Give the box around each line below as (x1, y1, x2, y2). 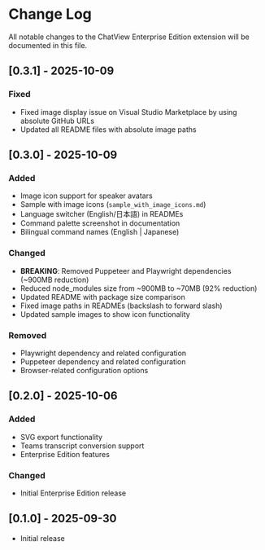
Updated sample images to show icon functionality (20, 309, 191, 319)
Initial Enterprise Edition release (20, 488, 127, 498)
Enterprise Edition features (20, 449, 110, 459)
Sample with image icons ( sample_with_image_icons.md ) (20, 200, 206, 209)
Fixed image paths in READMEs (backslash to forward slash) (20, 301, 223, 310)
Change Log (8, 5, 92, 24)
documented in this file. (8, 40, 88, 50)
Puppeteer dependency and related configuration (20, 356, 186, 367)
